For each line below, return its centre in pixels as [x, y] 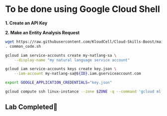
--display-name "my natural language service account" [72, 60]
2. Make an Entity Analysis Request [42, 32]
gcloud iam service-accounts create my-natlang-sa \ [61, 55]
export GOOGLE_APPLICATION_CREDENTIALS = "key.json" [59, 83]
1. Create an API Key [26, 23]
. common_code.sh [23, 46]
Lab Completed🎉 [32, 107]
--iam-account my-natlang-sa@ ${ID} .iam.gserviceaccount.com [78, 74]
